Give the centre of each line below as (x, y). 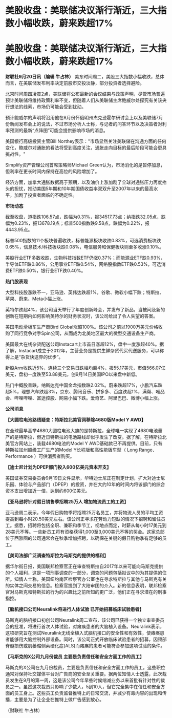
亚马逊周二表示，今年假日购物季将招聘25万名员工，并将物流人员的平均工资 (84, 513)
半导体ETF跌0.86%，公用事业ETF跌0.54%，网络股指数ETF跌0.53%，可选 (83, 264)
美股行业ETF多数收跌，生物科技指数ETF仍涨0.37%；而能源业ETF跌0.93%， (85, 258)
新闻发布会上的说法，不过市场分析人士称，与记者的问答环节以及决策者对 (86, 124)
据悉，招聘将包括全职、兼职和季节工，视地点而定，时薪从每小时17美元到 (90, 525)
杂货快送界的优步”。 (42, 357)
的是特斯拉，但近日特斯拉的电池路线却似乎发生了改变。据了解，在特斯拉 (86, 437)
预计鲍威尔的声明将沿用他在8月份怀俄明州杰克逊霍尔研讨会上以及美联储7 (82, 118)
